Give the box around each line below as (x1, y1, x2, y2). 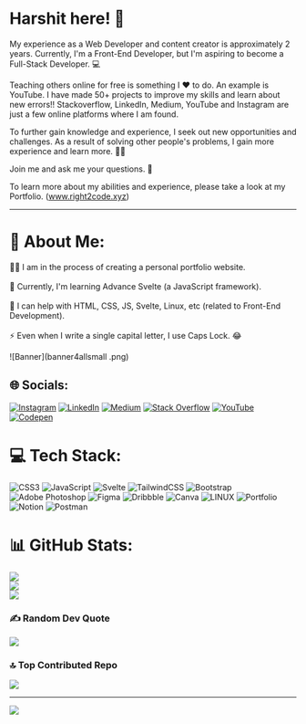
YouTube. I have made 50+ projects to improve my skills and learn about (9, 89, 280, 100)
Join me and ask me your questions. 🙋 (9, 163, 153, 174)
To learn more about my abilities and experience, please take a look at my (9, 181, 286, 192)
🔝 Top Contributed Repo (9, 658, 118, 671)
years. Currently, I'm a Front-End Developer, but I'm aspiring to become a (9, 47, 284, 58)
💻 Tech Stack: (9, 445, 122, 466)
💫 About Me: (9, 232, 106, 252)
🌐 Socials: (9, 378, 69, 393)
